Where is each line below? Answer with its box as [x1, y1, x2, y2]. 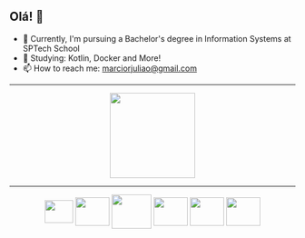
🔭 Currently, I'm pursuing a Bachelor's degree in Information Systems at [22, 33, 292, 44]
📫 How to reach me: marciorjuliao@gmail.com [22, 63, 198, 74]
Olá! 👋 [9, 9, 44, 25]
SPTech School [22, 43, 80, 54]
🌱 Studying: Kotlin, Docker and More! [22, 52, 162, 64]
